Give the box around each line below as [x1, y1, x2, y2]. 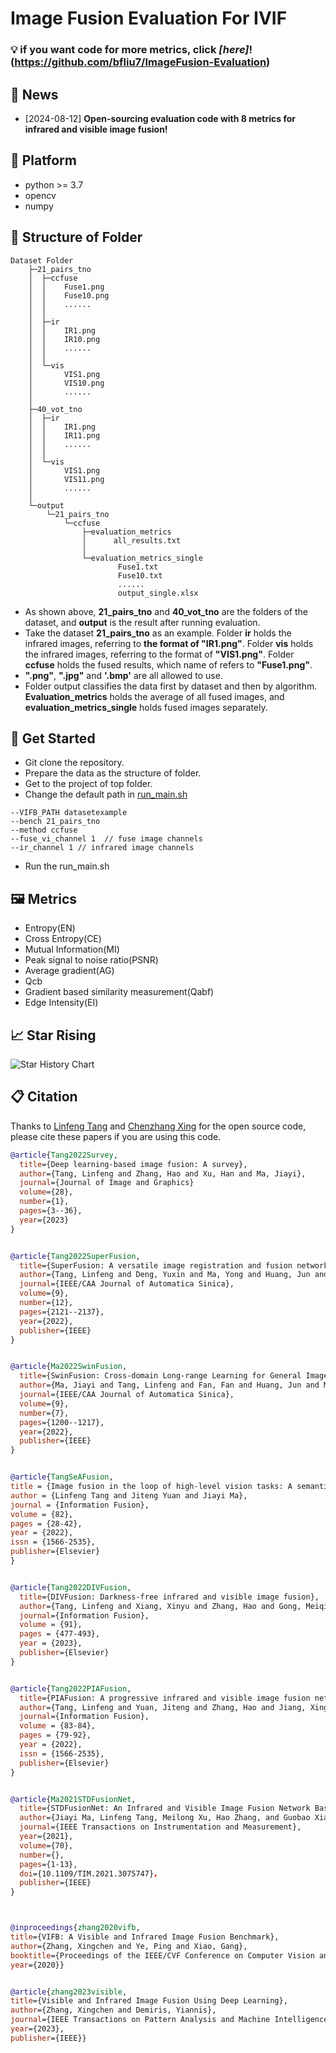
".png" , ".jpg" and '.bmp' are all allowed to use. [24, 669, 223, 681]
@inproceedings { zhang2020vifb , [10, 1923, 141, 1933]
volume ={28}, [19, 1187, 74, 1197]
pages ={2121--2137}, [19, 1307, 105, 1317]
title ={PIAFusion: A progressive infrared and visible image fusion [19, 1693, 311, 1703]
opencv [24, 189, 57, 201]
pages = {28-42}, [10, 1518, 83, 1529]
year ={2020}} [10, 1960, 65, 1970]
